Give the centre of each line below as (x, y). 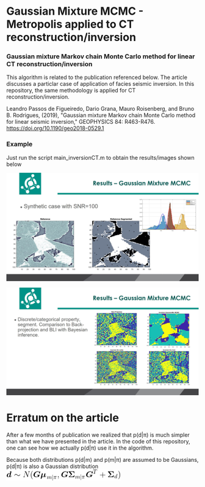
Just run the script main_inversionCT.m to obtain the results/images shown (101, 157)
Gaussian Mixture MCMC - (75, 11)
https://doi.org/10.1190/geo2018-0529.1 (55, 128)
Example (20, 144)
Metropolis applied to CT (70, 24)
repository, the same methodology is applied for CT (71, 91)
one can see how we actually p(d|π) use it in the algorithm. (80, 448)
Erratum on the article (63, 418)
